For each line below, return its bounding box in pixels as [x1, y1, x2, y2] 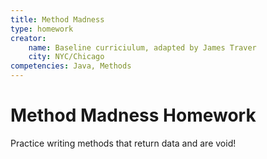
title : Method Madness [10, 14, 105, 25]
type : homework [10, 24, 74, 34]
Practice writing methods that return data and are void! [10, 137, 237, 149]
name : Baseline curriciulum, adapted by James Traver [28, 42, 257, 53]
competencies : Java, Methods [10, 61, 132, 71]
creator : [10, 33, 47, 43]
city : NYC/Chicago [28, 52, 105, 62]
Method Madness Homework [10, 104, 257, 127]
